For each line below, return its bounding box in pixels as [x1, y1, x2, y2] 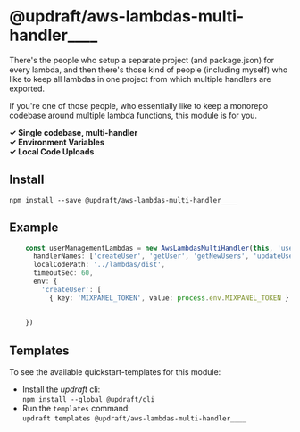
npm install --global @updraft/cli [21, 395, 155, 404]
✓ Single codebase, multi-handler [9, 127, 138, 137]
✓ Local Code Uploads [9, 145, 95, 157]
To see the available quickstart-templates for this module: [9, 367, 221, 378]
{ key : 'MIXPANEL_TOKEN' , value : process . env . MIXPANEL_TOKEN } [48, 293, 290, 303]
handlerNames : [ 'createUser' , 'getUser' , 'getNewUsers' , [32, 252, 250, 261]
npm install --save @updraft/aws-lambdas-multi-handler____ [9, 195, 238, 204]
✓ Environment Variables [9, 137, 105, 147]
